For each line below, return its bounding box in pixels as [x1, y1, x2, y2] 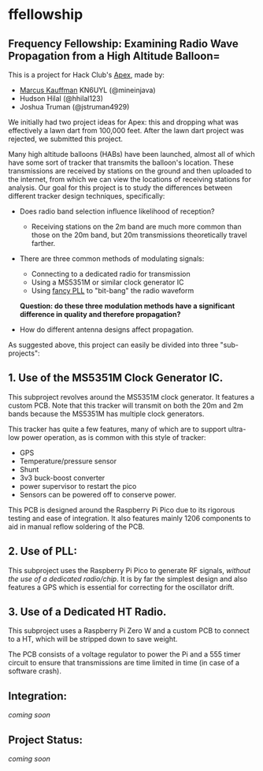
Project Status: [8, 733, 83, 747]
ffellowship [8, 6, 83, 24]
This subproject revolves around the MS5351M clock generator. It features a [8, 392, 254, 401]
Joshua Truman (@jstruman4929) [19, 102, 130, 111]
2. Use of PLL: [8, 545, 77, 558]
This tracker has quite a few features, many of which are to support [8, 424, 227, 434]
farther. [31, 239, 56, 248]
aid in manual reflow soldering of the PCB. [8, 522, 145, 531]
